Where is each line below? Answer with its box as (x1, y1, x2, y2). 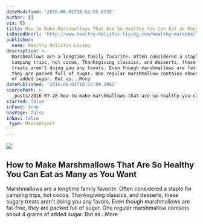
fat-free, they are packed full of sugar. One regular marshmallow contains (6, 204, 189, 211)
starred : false (6, 98, 45, 104)
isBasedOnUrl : (6, 31, 42, 37)
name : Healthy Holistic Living (11, 43, 91, 49)
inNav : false (6, 115, 39, 121)
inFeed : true (6, 104, 39, 110)
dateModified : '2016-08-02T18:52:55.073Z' (6, 8, 115, 15)
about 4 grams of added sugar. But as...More (6, 210, 118, 217)
